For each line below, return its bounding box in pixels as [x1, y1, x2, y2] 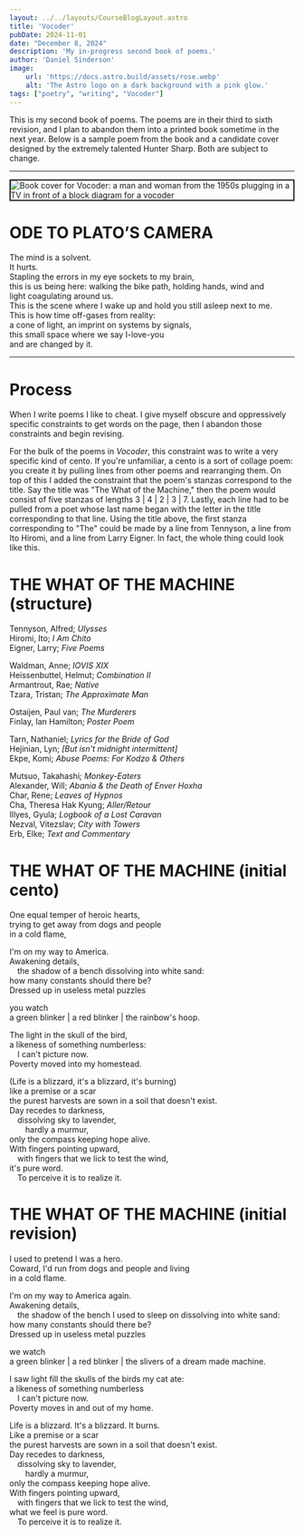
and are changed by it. [9, 339, 93, 350]
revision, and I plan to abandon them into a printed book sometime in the [9, 123, 280, 134]
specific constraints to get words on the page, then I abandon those [9, 419, 262, 430]
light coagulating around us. [9, 291, 114, 302]
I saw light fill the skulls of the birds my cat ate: [9, 1374, 185, 1385]
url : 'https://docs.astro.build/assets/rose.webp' [25, 73, 221, 82]
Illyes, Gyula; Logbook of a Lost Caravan [9, 809, 162, 821]
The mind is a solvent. [9, 252, 92, 263]
